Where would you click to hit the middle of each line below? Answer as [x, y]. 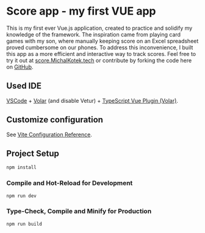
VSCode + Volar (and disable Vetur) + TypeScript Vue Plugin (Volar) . [92, 100]
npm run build [24, 224]
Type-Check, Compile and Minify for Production [79, 211]
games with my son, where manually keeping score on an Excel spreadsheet [103, 41]
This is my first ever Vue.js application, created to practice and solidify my [99, 28]
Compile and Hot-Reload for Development [70, 183]
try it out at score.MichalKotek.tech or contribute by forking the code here [99, 60]
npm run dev [21, 196]
